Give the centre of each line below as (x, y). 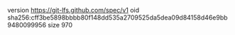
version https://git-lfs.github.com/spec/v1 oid (73, 10)
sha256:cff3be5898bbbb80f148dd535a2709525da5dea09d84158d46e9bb (118, 17)
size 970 (60, 25)
